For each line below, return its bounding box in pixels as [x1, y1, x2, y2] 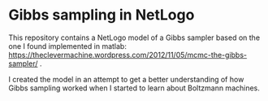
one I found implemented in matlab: [8, 41, 128, 50]
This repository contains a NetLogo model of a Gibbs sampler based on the [8, 33, 261, 42]
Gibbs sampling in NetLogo [8, 6, 195, 24]
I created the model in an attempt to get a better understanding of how [8, 74, 244, 84]
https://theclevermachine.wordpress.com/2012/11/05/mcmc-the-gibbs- [8, 50, 248, 59]
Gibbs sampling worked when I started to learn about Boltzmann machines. [8, 83, 260, 93]
